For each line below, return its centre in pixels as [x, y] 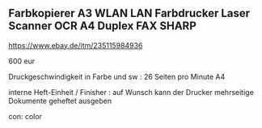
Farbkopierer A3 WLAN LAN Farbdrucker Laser [129, 13]
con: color [25, 116]
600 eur [21, 61]
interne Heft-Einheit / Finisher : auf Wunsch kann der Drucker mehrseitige [131, 92]
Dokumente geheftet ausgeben [60, 101]
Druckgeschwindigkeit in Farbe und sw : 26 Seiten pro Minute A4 [117, 76]
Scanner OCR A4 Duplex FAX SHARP [102, 26]
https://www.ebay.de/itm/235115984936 [76, 45]
